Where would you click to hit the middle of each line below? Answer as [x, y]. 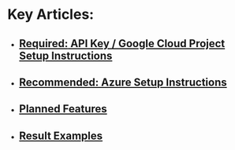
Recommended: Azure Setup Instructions [123, 82]
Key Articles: [51, 15]
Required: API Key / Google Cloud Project [122, 44]
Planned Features [63, 109]
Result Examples [61, 135]
